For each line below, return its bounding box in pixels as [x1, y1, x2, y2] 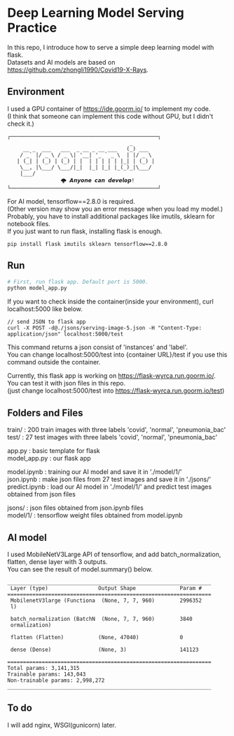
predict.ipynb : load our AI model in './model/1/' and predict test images [7, 482, 212, 491]
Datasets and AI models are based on [7, 58, 116, 66]
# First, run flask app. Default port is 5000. [7, 278, 149, 285]
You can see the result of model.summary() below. [7, 565, 153, 573]
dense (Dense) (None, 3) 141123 [10, 646, 199, 653]
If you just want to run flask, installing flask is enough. [7, 227, 163, 235]
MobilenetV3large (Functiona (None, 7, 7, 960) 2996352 [10, 597, 202, 604]
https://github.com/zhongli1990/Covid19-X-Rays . [7, 65, 149, 74]
